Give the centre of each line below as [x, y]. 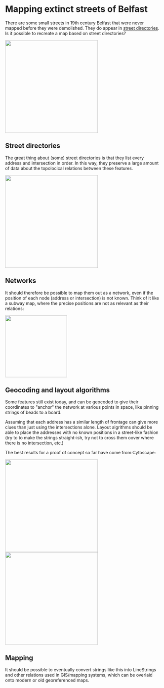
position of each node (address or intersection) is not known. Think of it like [82, 298]
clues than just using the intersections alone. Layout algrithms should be [79, 427]
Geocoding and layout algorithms [58, 390]
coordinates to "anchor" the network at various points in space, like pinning [82, 407]
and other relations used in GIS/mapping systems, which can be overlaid [79, 675]
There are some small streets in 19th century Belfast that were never [75, 23]
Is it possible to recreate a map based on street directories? [65, 33]
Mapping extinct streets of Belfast [77, 9]
